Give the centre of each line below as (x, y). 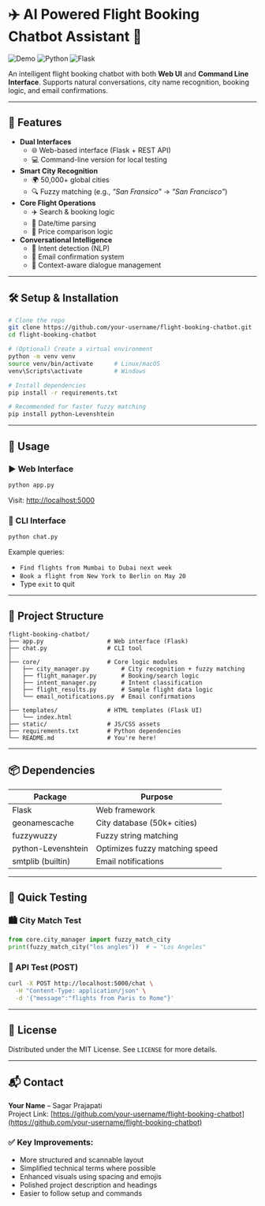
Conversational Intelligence (66, 240)
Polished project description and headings (88, 1185)
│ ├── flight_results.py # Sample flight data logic (111, 689)
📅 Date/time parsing (64, 223)
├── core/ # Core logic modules (93, 662)
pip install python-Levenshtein (61, 414)
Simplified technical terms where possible (88, 1168)
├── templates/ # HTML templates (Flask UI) (105, 710)
